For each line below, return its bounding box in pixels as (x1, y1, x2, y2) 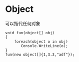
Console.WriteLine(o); (20, 43, 68, 48)
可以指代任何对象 (5, 20, 40, 26)
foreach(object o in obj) (14, 39, 68, 44)
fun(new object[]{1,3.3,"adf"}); (5, 52, 75, 57)
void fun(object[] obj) (5, 30, 55, 35)
